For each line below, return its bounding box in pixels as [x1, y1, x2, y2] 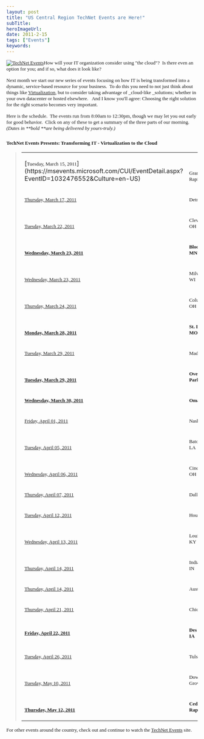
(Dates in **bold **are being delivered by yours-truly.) [6, 125, 116, 131]
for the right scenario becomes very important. [6, 101, 98, 108]
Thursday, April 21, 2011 [24, 606, 74, 613]
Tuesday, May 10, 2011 [24, 680, 71, 687]
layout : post [6, 9, 39, 15]
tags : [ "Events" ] [6, 37, 50, 43]
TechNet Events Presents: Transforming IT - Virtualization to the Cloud [6, 139, 158, 146]
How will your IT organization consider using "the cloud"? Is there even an [43, 59, 194, 66]
